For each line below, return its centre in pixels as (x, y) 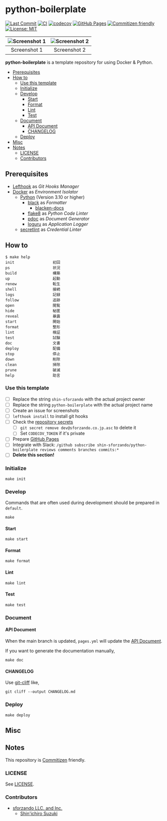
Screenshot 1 (27, 50)
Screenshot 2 (70, 50)
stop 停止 (33, 354)
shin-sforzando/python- (122, 445)
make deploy (18, 715)
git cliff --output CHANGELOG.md (40, 692)
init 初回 (33, 262)
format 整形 (33, 327)
